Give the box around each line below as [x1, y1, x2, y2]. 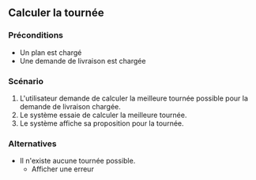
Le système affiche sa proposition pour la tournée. [19, 118, 184, 128]
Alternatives [8, 138, 57, 149]
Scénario [8, 75, 43, 86]
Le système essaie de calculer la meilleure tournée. [19, 110, 187, 119]
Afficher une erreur [31, 164, 95, 174]
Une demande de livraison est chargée [19, 56, 146, 65]
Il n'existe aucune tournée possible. [19, 156, 136, 166]
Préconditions [8, 30, 64, 41]
